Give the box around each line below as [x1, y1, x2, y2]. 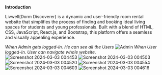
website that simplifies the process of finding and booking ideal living [5, 19, 146, 25]
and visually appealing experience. [5, 34, 76, 40]
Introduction [5, 4, 31, 10]
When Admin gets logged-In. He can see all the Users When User [5, 44, 157, 50]
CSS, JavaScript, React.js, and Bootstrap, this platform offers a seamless [5, 29, 152, 35]
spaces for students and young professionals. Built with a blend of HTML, [5, 24, 154, 30]
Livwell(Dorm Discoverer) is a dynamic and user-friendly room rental [5, 14, 144, 19]
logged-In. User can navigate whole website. [5, 49, 97, 55]
